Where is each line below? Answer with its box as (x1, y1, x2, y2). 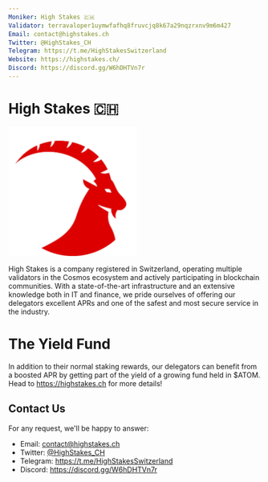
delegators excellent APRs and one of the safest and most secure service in (8, 298, 259, 307)
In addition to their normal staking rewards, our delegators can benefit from (8, 361, 258, 371)
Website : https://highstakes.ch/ (8, 56, 120, 64)
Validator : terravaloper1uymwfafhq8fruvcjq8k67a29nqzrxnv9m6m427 (8, 21, 231, 30)
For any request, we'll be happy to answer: (8, 423, 149, 433)
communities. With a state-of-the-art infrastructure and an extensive (8, 281, 235, 290)
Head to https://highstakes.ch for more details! (8, 378, 163, 388)
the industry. (8, 307, 51, 316)
